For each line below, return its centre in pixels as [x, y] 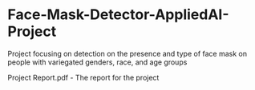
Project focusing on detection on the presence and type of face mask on [127, 53]
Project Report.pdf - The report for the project [83, 77]
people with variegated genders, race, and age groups [97, 62]
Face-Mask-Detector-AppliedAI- [118, 15]
